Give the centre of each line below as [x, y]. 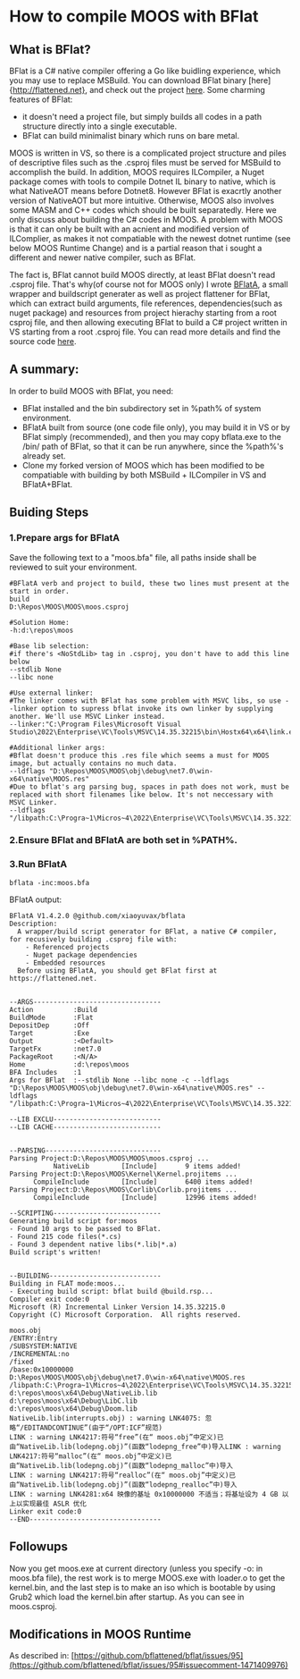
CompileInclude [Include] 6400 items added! [143, 1182]
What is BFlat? [50, 50]
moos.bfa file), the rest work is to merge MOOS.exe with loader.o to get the [147, 1578]
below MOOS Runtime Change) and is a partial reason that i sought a [136, 248]
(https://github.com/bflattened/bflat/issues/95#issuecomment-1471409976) [149, 1666]
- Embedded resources [65, 963]
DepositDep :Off [50, 1025]
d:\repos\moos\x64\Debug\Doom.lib [74, 1409]
